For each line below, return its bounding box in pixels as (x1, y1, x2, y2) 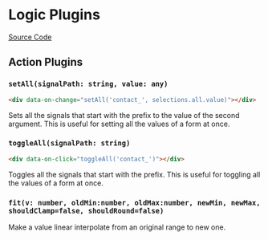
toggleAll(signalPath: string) (8, 139, 131, 148)
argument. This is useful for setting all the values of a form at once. (8, 119, 230, 128)
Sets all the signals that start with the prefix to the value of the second (8, 110, 240, 120)
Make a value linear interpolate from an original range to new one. (8, 222, 226, 232)
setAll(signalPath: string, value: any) (8, 79, 169, 89)
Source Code (8, 32, 52, 42)
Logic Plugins (8, 6, 100, 24)
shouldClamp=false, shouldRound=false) (8, 206, 164, 215)
